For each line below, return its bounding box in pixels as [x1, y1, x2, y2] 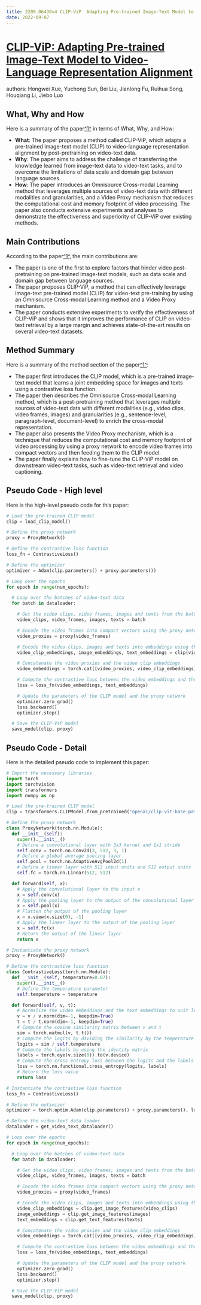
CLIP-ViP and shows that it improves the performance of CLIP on [14, 315, 175, 322]
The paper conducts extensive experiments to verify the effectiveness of [14, 309, 195, 316]
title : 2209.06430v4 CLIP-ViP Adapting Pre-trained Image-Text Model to [6, 8, 194, 15]
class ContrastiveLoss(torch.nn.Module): [6, 969, 111, 975]
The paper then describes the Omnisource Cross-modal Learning [14, 392, 176, 399]
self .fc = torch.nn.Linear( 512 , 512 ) [17, 870, 111, 876]
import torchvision [6, 781, 55, 788]
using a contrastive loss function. [14, 385, 97, 392]
